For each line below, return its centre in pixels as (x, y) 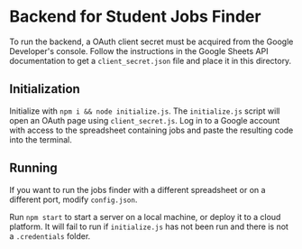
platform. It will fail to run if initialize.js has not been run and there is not (149, 226)
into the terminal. (41, 139)
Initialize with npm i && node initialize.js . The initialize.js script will (145, 111)
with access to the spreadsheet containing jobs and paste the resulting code (151, 130)
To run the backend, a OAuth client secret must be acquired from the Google (151, 41)
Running (34, 168)
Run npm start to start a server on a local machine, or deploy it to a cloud (145, 217)
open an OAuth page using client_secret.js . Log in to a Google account (145, 120)
